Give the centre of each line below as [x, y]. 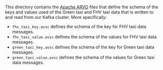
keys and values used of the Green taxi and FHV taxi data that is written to [79, 12]
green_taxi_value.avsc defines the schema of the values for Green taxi [83, 57]
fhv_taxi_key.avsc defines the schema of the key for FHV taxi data [79, 27]
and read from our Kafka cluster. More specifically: [56, 17]
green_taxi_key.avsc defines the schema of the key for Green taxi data [83, 47]
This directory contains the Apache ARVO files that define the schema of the [82, 7]
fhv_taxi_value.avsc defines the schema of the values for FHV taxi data [84, 37]
